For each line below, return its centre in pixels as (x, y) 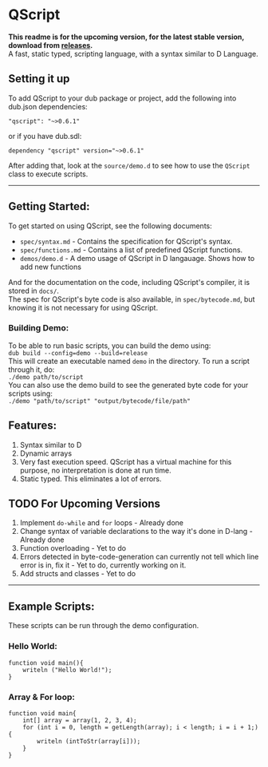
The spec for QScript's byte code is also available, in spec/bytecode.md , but (132, 299)
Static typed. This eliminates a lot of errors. (91, 478)
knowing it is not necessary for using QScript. (83, 307)
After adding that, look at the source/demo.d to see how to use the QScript (129, 165)
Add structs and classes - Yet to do (78, 574)
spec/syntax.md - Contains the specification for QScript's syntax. (126, 241)
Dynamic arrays (46, 453)
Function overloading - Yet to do (73, 548)
